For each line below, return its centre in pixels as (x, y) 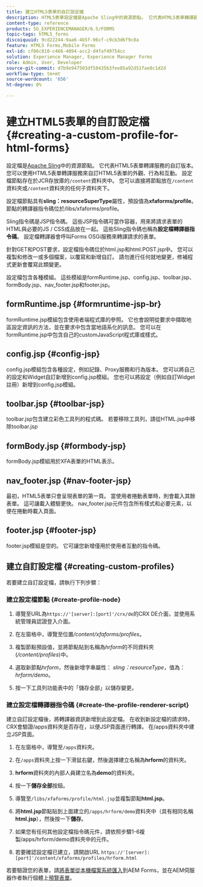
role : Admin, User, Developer (44, 62)
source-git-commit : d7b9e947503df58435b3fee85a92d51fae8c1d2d (86, 68)
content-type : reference (37, 23)
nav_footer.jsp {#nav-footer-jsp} (69, 481)
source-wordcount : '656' (37, 79)
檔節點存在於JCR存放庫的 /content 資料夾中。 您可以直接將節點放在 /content (100, 180)
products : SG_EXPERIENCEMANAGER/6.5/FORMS (60, 29)
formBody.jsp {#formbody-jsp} (66, 446)
